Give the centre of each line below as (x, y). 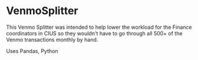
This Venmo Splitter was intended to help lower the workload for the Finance (99, 27)
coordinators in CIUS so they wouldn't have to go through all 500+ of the (94, 33)
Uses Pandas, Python (32, 51)
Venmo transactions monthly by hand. (52, 39)
